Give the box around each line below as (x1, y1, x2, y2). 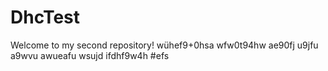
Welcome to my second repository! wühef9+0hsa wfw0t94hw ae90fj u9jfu (10, 39, 319, 51)
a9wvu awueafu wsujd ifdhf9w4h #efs (10, 49, 170, 61)
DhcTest (10, 6, 81, 29)
